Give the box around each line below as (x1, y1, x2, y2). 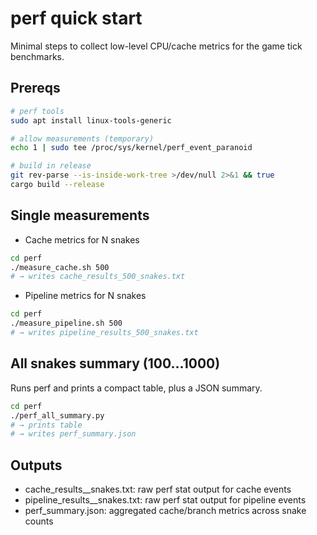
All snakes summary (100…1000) (10, 355, 221, 372)
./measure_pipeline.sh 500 (10, 318, 123, 329)
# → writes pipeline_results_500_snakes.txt (10, 328, 199, 338)
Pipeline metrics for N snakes (24, 290, 147, 302)
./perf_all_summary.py (10, 410, 105, 421)
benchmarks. (10, 50, 65, 62)
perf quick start (10, 7, 143, 30)
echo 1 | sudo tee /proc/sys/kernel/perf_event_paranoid (10, 143, 253, 153)
